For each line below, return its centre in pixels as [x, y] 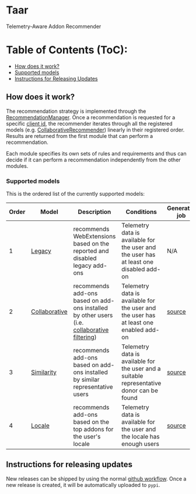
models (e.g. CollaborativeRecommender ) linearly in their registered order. [95, 130]
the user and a [141, 368]
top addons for [93, 429]
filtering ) [85, 337]
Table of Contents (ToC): [67, 50]
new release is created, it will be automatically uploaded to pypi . [83, 485]
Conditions [141, 212]
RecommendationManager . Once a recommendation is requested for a [91, 117]
